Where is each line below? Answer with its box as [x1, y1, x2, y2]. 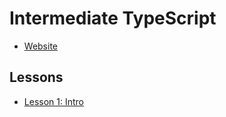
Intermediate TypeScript [9, 7, 217, 30]
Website [23, 40, 59, 52]
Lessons [9, 69, 64, 86]
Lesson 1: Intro [23, 95, 84, 107]
